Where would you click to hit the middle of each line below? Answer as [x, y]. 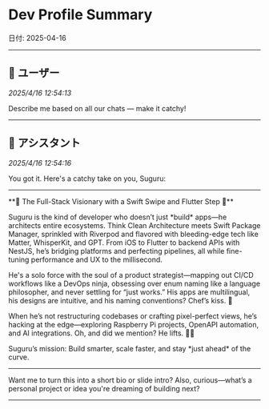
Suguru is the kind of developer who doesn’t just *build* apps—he [118, 217]
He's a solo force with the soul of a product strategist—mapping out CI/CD [131, 275]
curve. [19, 357]
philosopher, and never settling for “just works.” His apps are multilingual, [129, 292]
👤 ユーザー [34, 73]
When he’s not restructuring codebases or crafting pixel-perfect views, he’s [133, 316]
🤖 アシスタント [44, 143]
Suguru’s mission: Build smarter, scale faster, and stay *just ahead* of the [130, 348]
